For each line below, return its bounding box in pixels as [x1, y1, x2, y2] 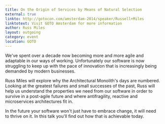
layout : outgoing [5, 30, 41, 35]
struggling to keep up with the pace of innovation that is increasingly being [5, 63, 157, 69]
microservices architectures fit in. [5, 99, 73, 104]
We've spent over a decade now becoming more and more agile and [5, 52, 144, 58]
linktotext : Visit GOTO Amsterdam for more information [5, 21, 122, 26]
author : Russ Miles [5, 25, 45, 30]
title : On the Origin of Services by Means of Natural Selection [5, 7, 142, 12]
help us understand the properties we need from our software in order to [5, 88, 153, 94]
